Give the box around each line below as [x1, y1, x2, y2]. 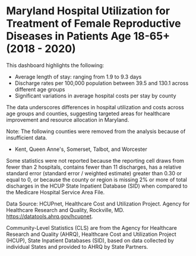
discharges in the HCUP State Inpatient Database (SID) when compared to [6, 182, 188, 189]
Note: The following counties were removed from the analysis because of [6, 128, 186, 135]
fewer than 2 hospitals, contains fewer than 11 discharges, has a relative [6, 163, 182, 170]
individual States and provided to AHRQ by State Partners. [6, 243, 148, 250]
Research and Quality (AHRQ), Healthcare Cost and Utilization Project [6, 230, 176, 238]
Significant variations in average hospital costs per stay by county [14, 92, 176, 99]
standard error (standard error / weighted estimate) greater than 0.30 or [6, 169, 182, 176]
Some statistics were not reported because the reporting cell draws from [6, 157, 184, 164]
